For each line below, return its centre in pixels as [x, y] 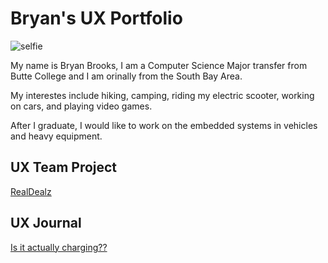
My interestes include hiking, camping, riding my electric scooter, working [162, 95]
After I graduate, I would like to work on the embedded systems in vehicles [164, 125]
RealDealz [31, 191]
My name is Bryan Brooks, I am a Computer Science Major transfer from [159, 65]
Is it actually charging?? [59, 247]
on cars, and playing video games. [81, 106]
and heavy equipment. [56, 136]
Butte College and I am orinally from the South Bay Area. [126, 76]
